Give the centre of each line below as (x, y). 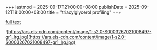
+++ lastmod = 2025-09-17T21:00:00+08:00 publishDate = (66, 7)
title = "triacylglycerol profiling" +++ (84, 12)
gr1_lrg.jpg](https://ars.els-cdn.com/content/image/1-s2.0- (66, 37)
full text (13, 22)
